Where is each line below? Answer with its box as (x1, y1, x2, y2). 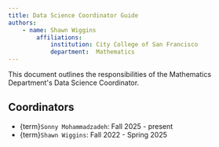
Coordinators (8, 101, 75, 114)
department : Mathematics (49, 48, 135, 56)
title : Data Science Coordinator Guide (8, 11, 139, 20)
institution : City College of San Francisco (49, 41, 199, 49)
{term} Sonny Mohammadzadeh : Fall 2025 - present (19, 121, 173, 130)
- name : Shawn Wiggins (22, 26, 97, 34)
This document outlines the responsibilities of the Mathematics (8, 70, 212, 79)
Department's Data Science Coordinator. (8, 78, 140, 87)
